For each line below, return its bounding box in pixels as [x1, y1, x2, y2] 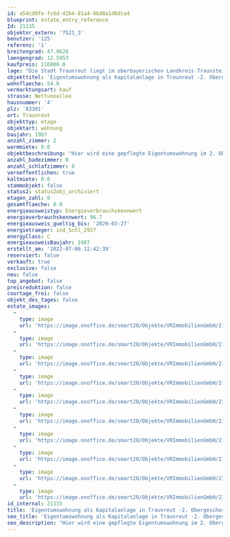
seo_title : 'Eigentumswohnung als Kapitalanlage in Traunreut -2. [7, 513, 201, 520]
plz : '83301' [7, 105, 44, 112]
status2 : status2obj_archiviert [7, 188, 99, 195]
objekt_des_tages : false [7, 297, 78, 303]
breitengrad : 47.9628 [7, 49, 69, 55]
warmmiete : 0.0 [7, 144, 51, 151]
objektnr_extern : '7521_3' [7, 29, 84, 36]
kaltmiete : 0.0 [7, 175, 51, 182]
